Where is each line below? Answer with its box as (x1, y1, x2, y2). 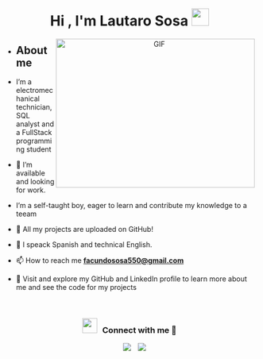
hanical (15, 94, 40, 103)
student (26, 145, 52, 154)
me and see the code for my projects (15, 283, 137, 291)
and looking (15, 177, 55, 186)
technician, (15, 102, 52, 111)
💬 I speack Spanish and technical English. (15, 240, 153, 249)
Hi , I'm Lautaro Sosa (50, 12, 189, 30)
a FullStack (15, 128, 52, 137)
